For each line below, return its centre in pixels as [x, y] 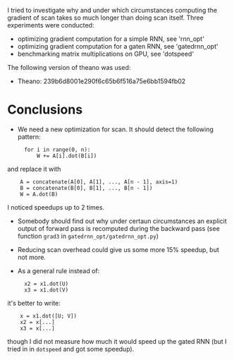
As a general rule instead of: [58, 270]
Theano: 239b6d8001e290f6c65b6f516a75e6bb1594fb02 [101, 81]
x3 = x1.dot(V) [47, 290]
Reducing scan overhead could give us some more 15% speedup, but [118, 249]
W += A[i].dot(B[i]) [67, 156]
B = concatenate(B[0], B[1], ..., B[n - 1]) [86, 188]
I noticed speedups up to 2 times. [56, 207]
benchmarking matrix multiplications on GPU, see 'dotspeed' [106, 54]
